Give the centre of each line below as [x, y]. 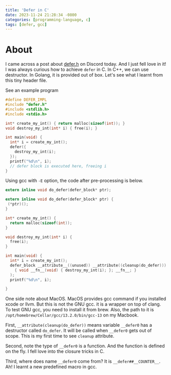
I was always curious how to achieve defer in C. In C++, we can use [77, 69]
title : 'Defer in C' [27, 10]
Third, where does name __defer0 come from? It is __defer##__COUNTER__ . [83, 361]
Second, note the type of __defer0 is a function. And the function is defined [85, 346]
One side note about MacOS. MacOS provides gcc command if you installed [86, 299]
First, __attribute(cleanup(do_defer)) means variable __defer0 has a [79, 325]
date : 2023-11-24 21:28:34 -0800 [41, 15]
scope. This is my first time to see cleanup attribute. [60, 336]
